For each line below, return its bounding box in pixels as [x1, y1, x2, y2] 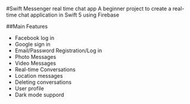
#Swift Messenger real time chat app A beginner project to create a [6, 5, 172, 12]
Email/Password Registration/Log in [14, 47, 102, 54]
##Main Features [6, 23, 48, 30]
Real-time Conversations [14, 66, 76, 73]
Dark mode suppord [14, 92, 64, 98]
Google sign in [14, 41, 51, 48]
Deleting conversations [14, 78, 72, 86]
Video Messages [14, 59, 57, 67]
